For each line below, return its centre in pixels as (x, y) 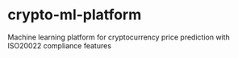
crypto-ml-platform (75, 15)
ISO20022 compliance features (60, 45)
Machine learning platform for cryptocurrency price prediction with (119, 37)
